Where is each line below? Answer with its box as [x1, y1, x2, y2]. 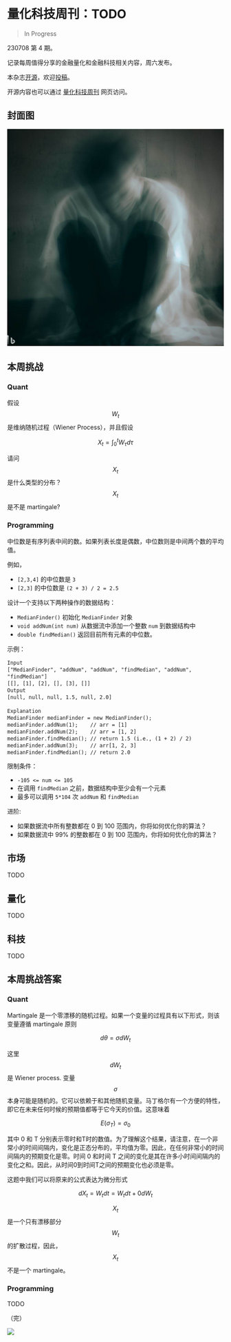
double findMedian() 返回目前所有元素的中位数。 [16, 630, 156, 638]
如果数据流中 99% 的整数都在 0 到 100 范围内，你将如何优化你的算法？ [16, 830, 218, 838]
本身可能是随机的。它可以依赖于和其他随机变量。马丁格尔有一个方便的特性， [7, 1097, 224, 1105]
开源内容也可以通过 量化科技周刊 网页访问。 [7, 87, 131, 96]
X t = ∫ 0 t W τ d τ [97, 437, 134, 448]
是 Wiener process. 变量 [7, 1074, 76, 1082]
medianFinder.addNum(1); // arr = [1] [7, 721, 128, 728]
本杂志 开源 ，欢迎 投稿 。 [7, 73, 74, 81]
